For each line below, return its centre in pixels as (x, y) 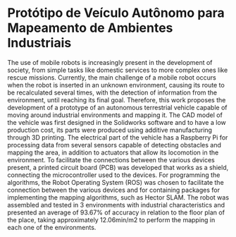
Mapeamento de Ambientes (90, 28)
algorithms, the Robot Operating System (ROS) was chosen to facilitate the (116, 182)
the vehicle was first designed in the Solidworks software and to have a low (117, 122)
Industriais (39, 43)
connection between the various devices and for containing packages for (114, 190)
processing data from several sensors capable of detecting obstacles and (114, 145)
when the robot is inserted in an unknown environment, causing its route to (116, 85)
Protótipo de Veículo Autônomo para (116, 13)
